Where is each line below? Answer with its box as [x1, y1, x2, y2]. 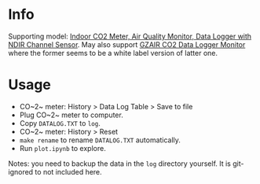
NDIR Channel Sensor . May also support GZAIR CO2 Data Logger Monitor [8, 39, 246, 49]
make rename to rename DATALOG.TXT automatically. [19, 135, 181, 145]
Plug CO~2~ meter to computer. [19, 110, 123, 120]
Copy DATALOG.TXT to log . [19, 118, 101, 127]
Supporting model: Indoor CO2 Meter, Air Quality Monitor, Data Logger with [8, 31, 252, 41]
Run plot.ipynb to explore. [19, 143, 106, 153]
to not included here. [35, 167, 102, 176]
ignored [8, 167, 34, 176]
